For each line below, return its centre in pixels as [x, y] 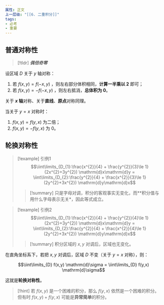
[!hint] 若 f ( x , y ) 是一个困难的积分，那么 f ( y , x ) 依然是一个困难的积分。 [88, 291]
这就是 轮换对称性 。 [25, 280]
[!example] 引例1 [34, 158]
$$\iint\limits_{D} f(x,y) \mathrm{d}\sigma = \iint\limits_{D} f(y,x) [83, 265]
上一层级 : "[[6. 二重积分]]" [32, 14]
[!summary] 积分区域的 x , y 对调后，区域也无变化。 [82, 244]
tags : [11, 19]
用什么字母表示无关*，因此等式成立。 [68, 199]
